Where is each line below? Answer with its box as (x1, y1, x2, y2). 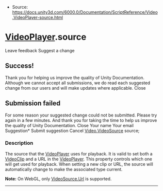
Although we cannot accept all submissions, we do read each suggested (5, 80, 150, 86)
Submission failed (5, 99, 61, 108)
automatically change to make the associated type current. (5, 166, 123, 172)
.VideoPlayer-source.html (12, 15, 63, 20)
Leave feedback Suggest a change (5, 47, 75, 53)
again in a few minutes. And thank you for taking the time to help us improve (5, 117, 157, 123)
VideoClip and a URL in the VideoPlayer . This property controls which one (5, 156, 152, 162)
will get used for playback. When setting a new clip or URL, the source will (5, 161, 154, 167)
